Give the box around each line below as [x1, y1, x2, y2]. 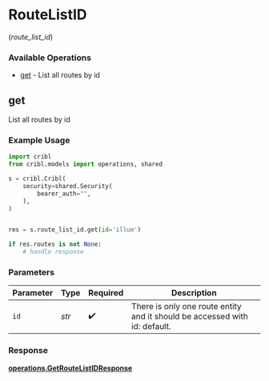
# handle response [22, 248, 84, 256]
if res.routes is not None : [8, 240, 102, 249]
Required [87, 287, 124, 299]
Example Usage [8, 134, 70, 146]
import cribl [8, 153, 52, 161]
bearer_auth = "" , [37, 190, 91, 198]
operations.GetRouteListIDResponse [8, 363, 133, 373]
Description [171, 287, 218, 299]
